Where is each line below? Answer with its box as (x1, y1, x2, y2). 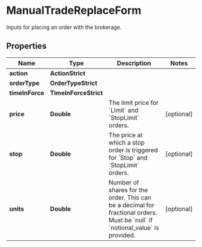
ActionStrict (50, 69, 86, 77)
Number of (108, 178, 139, 187)
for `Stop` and (108, 153, 148, 161)
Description (117, 58, 151, 67)
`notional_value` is (108, 224, 159, 232)
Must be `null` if (108, 216, 153, 224)
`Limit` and (108, 106, 139, 114)
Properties (6, 41, 47, 51)
